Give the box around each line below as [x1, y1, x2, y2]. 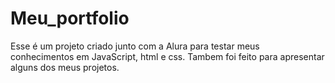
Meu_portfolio [10, 7, 130, 30]
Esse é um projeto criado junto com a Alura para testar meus [10, 40, 260, 52]
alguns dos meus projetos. [10, 61, 120, 73]
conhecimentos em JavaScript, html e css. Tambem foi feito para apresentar [10, 50, 325, 62]
